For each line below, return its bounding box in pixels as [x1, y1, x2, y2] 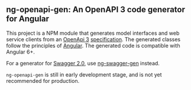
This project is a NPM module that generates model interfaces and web [6, 29, 180, 36]
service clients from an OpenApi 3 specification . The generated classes [6, 35, 181, 43]
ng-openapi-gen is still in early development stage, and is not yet [6, 71, 162, 78]
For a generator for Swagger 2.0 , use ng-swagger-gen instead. [6, 59, 160, 66]
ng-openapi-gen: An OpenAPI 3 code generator [6, 5, 185, 15]
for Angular [6, 14, 49, 24]
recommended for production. [6, 77, 80, 84]
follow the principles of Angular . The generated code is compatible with [6, 42, 180, 49]
